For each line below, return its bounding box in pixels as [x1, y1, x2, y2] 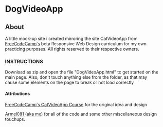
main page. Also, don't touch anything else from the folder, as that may [5, 74, 147, 80]
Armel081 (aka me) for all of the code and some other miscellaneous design [5, 111, 157, 117]
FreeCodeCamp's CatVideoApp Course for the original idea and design [5, 101, 147, 108]
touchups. [5, 116, 25, 122]
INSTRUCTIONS [5, 58, 43, 65]
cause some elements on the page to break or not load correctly [5, 79, 134, 86]
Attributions [5, 91, 30, 96]
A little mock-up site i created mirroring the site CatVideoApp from [5, 36, 138, 41]
